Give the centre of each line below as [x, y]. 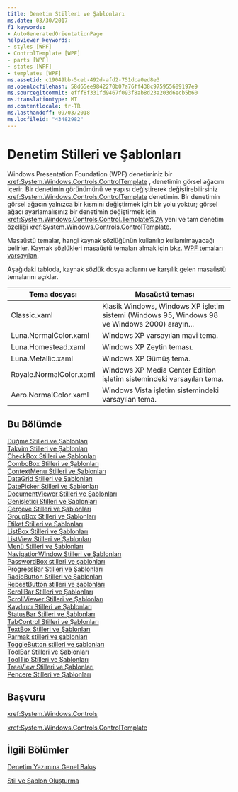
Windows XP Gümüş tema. [146, 358]
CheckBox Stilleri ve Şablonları [52, 456]
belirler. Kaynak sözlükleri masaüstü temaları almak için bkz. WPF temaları [115, 248]
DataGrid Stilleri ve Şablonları [50, 479]
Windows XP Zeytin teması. [148, 346]
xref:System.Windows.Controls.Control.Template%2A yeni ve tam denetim [116, 219]
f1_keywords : [27, 27]
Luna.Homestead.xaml [48, 346]
